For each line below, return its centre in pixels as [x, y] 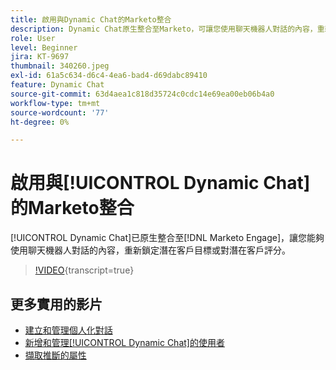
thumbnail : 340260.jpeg [60, 66]
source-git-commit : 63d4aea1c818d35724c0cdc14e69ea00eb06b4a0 [142, 94]
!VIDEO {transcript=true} [84, 270]
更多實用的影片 [56, 304]
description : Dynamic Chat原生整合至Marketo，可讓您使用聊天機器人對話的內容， [164, 29]
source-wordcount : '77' [60, 112]
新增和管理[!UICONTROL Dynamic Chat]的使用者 [124, 342]
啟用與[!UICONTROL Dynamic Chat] [160, 183]
